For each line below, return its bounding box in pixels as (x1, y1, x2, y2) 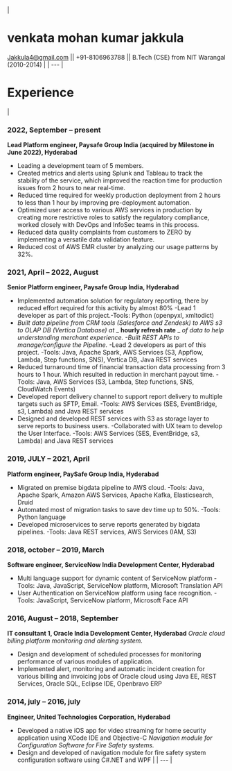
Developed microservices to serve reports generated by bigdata (17, 520, 201, 528)
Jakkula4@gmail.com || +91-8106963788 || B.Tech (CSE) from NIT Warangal (7, 53, 226, 61)
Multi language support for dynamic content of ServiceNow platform (17, 574, 213, 582)
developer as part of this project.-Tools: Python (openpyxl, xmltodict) (17, 312, 215, 320)
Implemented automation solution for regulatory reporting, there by (17, 296, 209, 305)
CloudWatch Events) (17, 385, 76, 393)
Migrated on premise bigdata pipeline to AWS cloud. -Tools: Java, (17, 483, 204, 491)
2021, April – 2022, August (7, 267, 99, 277)
